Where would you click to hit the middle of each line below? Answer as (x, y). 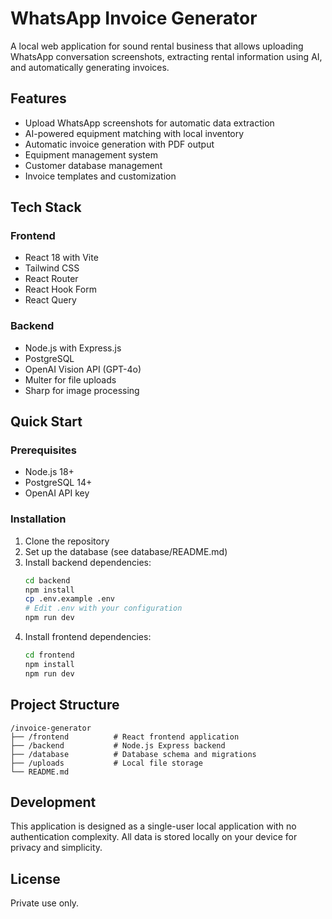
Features (38, 98)
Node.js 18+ (49, 472)
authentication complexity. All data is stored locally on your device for (154, 837)
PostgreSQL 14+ (58, 483)
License (35, 878)
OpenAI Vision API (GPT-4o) (83, 369)
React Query (50, 300)
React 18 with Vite (61, 258)
